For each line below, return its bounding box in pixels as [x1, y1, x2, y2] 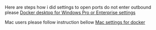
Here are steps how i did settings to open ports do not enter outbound [5, 4, 151, 10]
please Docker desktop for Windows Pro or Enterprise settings [5, 9, 136, 15]
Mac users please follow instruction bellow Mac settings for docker [5, 19, 145, 25]
